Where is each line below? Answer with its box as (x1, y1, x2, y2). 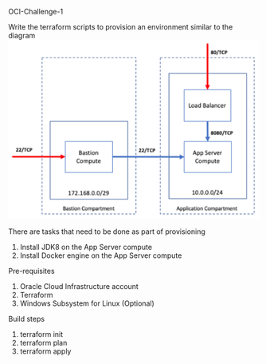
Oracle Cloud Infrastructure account (19, 281, 139, 291)
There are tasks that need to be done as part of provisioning (8, 227, 205, 236)
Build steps (8, 314, 45, 323)
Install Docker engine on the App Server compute (19, 251, 182, 260)
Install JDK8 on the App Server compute (19, 242, 153, 251)
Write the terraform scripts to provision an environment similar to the (8, 22, 233, 31)
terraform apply (19, 346, 72, 356)
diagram (8, 31, 36, 40)
